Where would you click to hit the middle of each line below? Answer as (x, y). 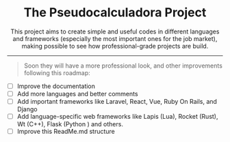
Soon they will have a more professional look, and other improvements (123, 66)
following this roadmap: (57, 72)
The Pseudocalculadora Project (115, 13)
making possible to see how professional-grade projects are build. (115, 46)
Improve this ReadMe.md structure (66, 132)
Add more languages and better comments (77, 94)
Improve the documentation (56, 86)
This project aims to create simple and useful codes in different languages (115, 31)
